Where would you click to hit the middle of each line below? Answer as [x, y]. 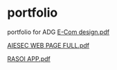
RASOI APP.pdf [29, 59]
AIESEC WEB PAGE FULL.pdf [48, 45]
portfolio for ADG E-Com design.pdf [58, 32]
